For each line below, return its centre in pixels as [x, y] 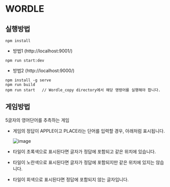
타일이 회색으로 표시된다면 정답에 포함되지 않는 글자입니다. [71, 179]
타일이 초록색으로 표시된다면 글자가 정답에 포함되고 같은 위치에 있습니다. [84, 151]
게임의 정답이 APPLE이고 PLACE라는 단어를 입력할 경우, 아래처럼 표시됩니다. [89, 131]
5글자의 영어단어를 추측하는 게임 [38, 120]
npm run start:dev [25, 60]
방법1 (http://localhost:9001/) [43, 51]
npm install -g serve [28, 80]
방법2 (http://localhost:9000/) [44, 71]
